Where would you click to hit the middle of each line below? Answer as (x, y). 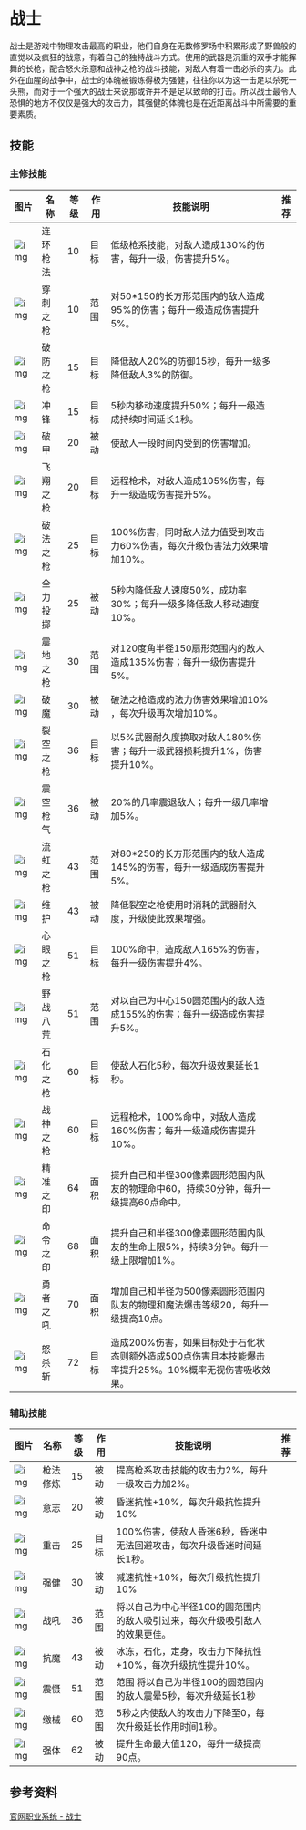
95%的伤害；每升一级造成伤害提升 (185, 309)
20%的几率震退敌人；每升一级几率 (185, 801)
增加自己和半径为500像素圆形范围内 (188, 1291)
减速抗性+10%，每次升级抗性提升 (189, 1577)
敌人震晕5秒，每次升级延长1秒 (191, 1695)
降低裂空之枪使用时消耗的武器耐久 (184, 905)
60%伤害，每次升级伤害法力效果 (189, 545)
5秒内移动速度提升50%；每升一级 (184, 405)
